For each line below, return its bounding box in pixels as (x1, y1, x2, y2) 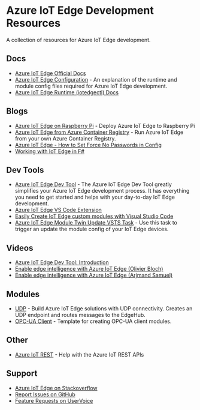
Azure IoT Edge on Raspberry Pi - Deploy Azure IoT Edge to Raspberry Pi (14, 122, 195, 129)
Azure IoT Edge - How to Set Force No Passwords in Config (14, 141, 162, 148)
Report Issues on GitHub (14, 391, 76, 398)
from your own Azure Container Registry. (14, 134, 116, 142)
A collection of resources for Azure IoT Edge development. (6, 36, 151, 43)
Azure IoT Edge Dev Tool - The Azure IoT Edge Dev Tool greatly (14, 181, 172, 188)
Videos (6, 243, 34, 253)
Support (6, 369, 38, 379)
